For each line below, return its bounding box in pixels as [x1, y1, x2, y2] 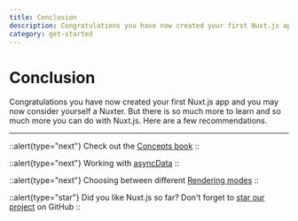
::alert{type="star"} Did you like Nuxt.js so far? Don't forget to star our [9, 192, 265, 203]
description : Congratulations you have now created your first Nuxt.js [9, 21, 279, 30]
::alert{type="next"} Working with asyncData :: [9, 158, 180, 169]
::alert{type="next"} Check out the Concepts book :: [9, 141, 200, 151]
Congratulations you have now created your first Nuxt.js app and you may [9, 96, 279, 107]
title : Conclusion [9, 12, 77, 22]
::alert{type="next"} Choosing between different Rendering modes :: [9, 175, 259, 186]
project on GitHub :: [9, 202, 82, 212]
